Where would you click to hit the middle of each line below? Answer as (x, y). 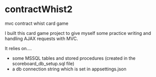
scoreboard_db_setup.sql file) (43, 63)
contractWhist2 (39, 9)
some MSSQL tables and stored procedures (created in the (74, 58)
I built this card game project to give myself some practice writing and (78, 33)
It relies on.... (18, 48)
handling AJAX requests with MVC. (41, 38)
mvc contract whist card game (37, 23)
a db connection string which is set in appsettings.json (69, 69)
